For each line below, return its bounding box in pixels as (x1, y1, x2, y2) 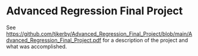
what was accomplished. (6, 43, 67, 50)
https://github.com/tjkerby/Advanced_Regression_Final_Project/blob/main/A (6, 30, 193, 37)
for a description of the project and (102, 36, 188, 43)
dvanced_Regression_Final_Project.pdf (6, 36, 102, 43)
